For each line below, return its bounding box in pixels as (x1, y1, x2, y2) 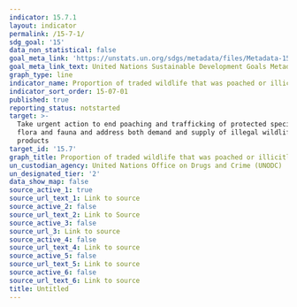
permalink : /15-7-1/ (9, 29, 86, 38)
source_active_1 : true (9, 186, 93, 195)
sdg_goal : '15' (9, 37, 65, 47)
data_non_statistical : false (9, 46, 117, 55)
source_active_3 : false (9, 219, 97, 227)
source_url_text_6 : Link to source (9, 276, 141, 285)
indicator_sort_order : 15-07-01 (9, 87, 128, 96)
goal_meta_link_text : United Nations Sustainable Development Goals (9, 63, 267, 72)
